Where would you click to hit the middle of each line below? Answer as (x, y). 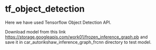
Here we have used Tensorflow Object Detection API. (58, 22)
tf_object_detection (45, 9)
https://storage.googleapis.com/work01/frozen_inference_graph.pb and (76, 37)
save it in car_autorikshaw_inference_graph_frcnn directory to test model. (78, 42)
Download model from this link (36, 32)
